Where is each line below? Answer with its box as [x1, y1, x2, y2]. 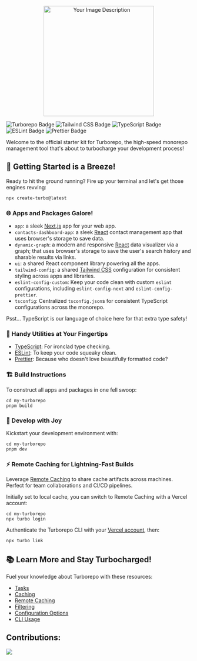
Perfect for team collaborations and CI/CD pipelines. [6, 482, 133, 489]
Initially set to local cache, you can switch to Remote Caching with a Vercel [6, 493, 188, 500]
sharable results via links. [14, 253, 76, 261]
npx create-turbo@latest [6, 195, 67, 201]
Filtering [14, 603, 35, 610]
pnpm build [6, 403, 33, 409]
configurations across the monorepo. [14, 303, 105, 311]
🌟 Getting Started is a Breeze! [6, 162, 116, 172]
